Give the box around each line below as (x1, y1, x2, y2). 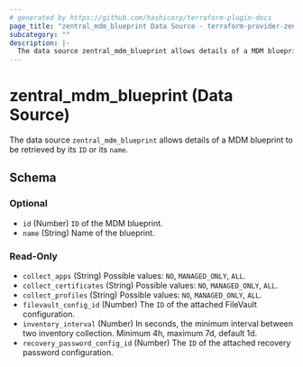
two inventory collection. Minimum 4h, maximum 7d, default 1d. (22, 328, 258, 339)
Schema (9, 170, 57, 186)
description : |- (9, 38, 70, 48)
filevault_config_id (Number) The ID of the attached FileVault (22, 299, 257, 310)
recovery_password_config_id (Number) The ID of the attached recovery (22, 337, 291, 348)
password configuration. (22, 347, 115, 358)
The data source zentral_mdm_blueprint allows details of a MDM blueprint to (9, 134, 293, 145)
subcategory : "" (9, 30, 70, 39)
